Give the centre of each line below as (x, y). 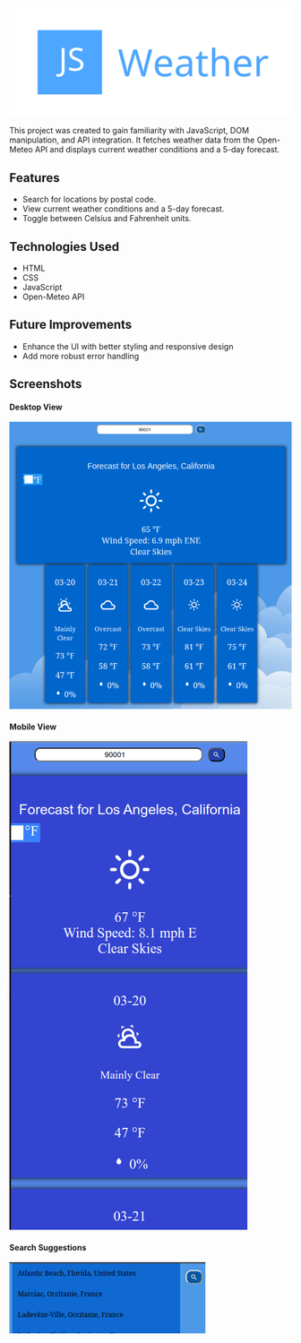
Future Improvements (71, 325)
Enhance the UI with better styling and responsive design (128, 346)
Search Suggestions (48, 1247)
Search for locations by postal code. (89, 200)
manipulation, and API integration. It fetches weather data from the (132, 140)
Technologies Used (64, 247)
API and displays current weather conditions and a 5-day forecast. (157, 150)
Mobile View (33, 727)
